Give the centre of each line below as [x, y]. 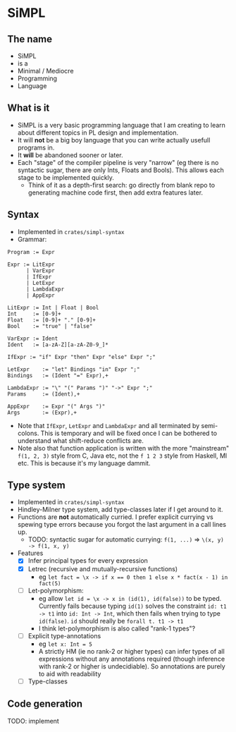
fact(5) [50, 583]
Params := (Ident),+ [44, 394]
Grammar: [32, 239]
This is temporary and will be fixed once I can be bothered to [129, 433]
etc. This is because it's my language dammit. [84, 463]
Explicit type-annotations [64, 635]
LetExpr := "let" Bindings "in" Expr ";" [74, 369]
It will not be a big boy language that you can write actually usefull [114, 140]
